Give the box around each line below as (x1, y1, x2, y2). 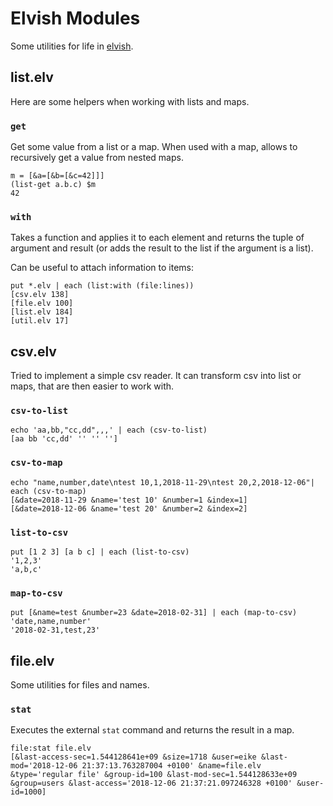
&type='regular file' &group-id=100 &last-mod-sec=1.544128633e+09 (10, 770, 298, 780)
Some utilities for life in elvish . (10, 40, 134, 52)
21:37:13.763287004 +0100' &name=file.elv (81, 761, 262, 771)
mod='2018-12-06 (10, 761, 78, 771)
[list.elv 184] (10, 307, 74, 317)
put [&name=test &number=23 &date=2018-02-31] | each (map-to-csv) (10, 608, 298, 618)
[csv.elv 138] (10, 290, 70, 300)
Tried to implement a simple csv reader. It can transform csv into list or (10, 370, 302, 382)
